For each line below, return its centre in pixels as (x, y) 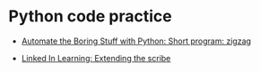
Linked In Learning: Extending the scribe (96, 58)
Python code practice (90, 16)
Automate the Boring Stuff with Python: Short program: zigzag (136, 41)
